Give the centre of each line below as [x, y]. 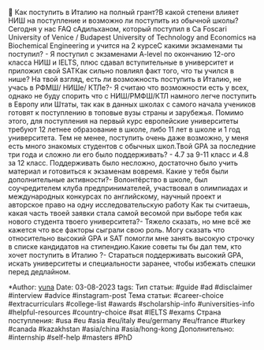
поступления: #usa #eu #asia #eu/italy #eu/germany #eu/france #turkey [127, 320]
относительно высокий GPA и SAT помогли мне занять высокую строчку [131, 238]
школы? [225, 20]
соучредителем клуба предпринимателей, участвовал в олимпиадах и [128, 188]
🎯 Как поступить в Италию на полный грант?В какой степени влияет [123, 12]
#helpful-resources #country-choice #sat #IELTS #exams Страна [115, 312]
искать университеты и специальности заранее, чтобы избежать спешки [132, 263]
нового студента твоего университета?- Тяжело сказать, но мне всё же [130, 222]
